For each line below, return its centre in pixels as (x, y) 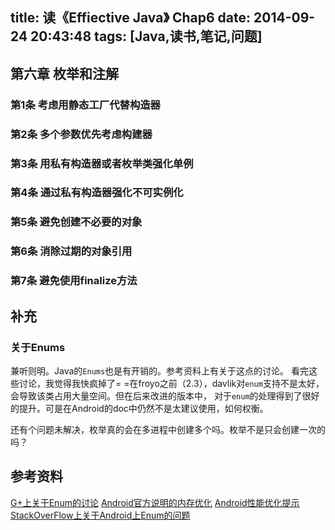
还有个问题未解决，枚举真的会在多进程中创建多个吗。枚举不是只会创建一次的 (168, 429)
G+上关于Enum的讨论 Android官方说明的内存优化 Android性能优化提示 (155, 502)
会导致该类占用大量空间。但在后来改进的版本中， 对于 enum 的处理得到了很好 (165, 395)
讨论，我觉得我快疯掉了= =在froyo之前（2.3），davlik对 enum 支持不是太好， (171, 383)
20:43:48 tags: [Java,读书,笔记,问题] (146, 36)
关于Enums (38, 347)
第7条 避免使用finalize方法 (74, 281)
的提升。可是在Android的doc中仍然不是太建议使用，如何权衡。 (139, 408)
